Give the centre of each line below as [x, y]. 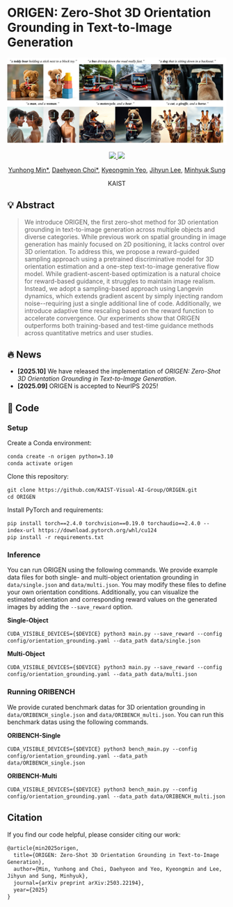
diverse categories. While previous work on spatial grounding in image [125, 236]
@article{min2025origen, [43, 848]
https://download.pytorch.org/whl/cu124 [97, 531]
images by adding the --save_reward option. [70, 607]
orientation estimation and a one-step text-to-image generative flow [122, 266]
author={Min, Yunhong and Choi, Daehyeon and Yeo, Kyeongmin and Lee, [118, 869]
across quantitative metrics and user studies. [89, 332]
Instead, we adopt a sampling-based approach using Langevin [114, 288]
